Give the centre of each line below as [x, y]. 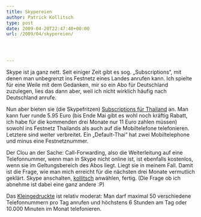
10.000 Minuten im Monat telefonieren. [54, 209]
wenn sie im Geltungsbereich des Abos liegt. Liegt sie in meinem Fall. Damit [100, 165]
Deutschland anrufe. [31, 98]
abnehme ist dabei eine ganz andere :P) [55, 185]
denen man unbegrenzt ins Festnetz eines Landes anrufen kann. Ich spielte [99, 79]
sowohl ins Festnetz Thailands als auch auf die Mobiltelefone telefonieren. [98, 128]
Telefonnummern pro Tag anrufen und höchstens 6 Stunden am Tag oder [97, 203]
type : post [20, 23]
